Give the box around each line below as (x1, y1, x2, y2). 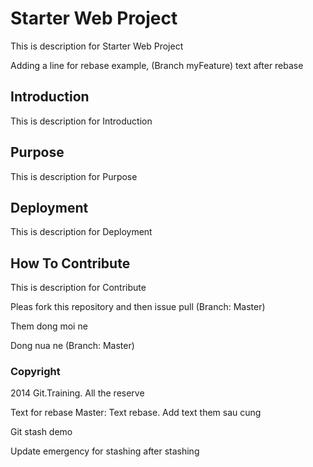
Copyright (10, 365, 61, 379)
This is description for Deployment (10, 226, 153, 238)
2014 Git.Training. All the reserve (10, 387, 145, 399)
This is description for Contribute (10, 282, 147, 294)
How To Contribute (10, 255, 131, 272)
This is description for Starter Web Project (10, 40, 184, 52)
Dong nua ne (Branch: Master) (10, 340, 135, 352)
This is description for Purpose (10, 170, 138, 182)
